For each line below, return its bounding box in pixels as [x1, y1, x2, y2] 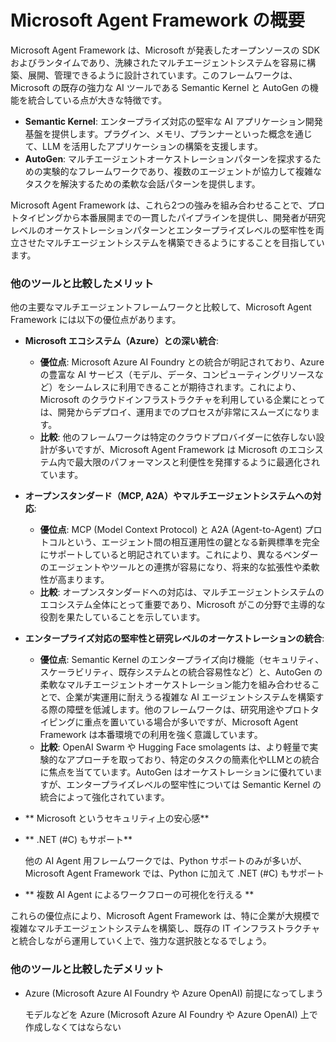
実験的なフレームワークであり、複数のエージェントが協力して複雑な [42, 165, 322, 177]
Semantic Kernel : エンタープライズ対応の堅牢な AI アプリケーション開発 [24, 115, 323, 127]
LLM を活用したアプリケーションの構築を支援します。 [42, 140, 263, 152]
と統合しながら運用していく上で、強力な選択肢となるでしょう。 [10, 935, 272, 947]
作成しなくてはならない [24, 1021, 122, 1033]
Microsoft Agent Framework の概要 [10, 9, 306, 32]
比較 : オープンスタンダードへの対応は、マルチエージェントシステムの [39, 586, 325, 598]
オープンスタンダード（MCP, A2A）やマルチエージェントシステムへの [24, 490, 313, 502]
